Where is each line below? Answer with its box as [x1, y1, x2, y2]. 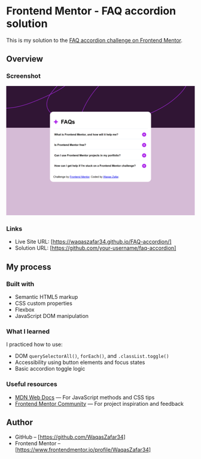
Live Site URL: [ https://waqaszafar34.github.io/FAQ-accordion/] [14, 238, 172, 246]
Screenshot [6, 72, 41, 80]
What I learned [6, 328, 50, 336]
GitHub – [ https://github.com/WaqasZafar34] [14, 433, 126, 440]
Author [6, 417, 33, 428]
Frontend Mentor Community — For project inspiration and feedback [14, 400, 184, 407]
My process [6, 262, 51, 272]
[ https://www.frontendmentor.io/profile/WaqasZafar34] [14, 446, 151, 453]
